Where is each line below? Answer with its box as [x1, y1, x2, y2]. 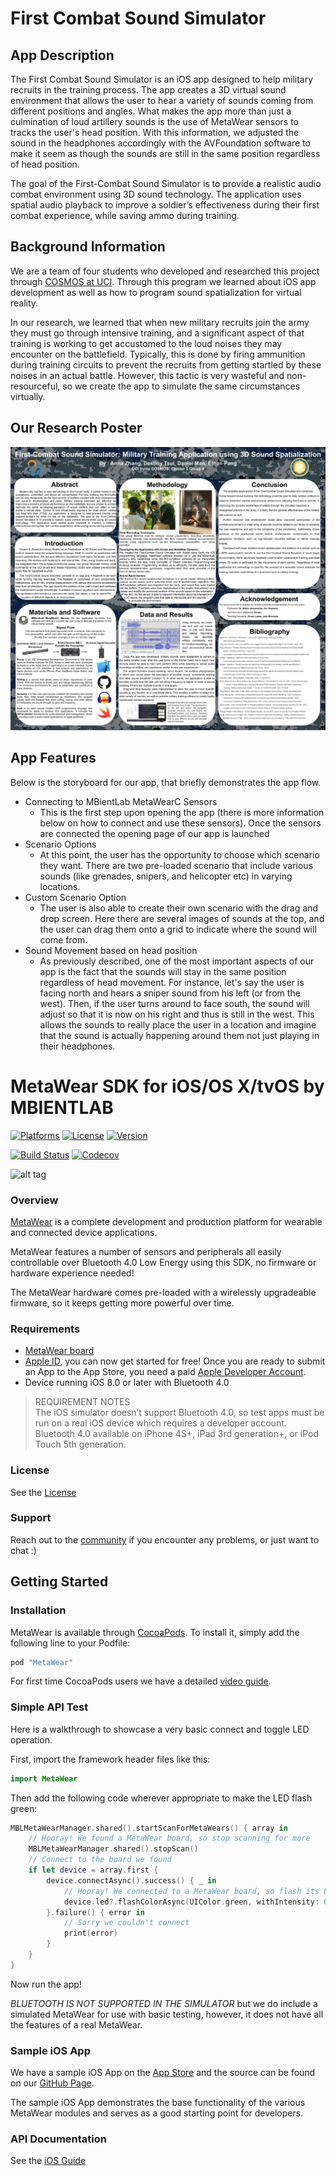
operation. [10, 1733, 53, 1746]
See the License [10, 1486, 77, 1498]
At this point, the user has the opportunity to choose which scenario [39, 848, 320, 861]
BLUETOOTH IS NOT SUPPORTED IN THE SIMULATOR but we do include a [10, 1997, 318, 2009]
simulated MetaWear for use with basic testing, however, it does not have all [10, 2008, 324, 2020]
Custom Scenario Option [24, 891, 127, 903]
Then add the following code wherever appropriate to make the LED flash [10, 1792, 313, 1804]
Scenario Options [24, 838, 97, 850]
